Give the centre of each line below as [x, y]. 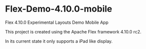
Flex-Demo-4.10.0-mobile [59, 9]
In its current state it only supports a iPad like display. [59, 41]
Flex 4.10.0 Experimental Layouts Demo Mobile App [57, 22]
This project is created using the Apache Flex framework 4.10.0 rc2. [73, 32]
